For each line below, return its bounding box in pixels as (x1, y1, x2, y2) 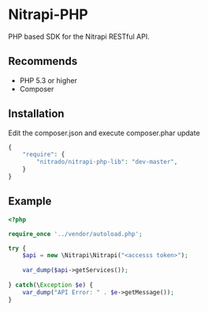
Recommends (8, 55, 78, 68)
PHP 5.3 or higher (19, 75, 77, 85)
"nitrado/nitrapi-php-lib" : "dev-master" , (36, 158, 178, 166)
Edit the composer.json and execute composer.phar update (8, 128, 201, 138)
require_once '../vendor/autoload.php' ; (8, 229, 143, 238)
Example (8, 195, 52, 208)
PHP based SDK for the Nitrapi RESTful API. (8, 32, 150, 41)
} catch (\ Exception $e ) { (8, 281, 93, 289)
